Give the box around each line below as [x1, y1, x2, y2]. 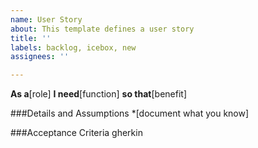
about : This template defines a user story [10, 24, 195, 34]
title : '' [10, 33, 52, 43]
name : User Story [10, 14, 83, 25]
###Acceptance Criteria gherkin [10, 127, 143, 139]
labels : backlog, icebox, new [10, 42, 137, 53]
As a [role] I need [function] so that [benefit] [10, 88, 187, 100]
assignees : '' [10, 52, 70, 62]
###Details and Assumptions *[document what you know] [10, 107, 250, 120]
